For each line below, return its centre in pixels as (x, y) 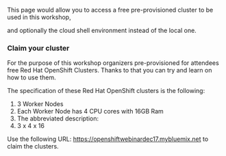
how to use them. (32, 77)
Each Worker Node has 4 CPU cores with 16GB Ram (90, 112)
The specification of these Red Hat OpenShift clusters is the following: (106, 91)
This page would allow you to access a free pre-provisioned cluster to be (110, 10)
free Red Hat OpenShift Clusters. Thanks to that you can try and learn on (110, 70)
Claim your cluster (38, 48)
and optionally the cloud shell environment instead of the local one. (102, 30)
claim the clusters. (33, 146)
